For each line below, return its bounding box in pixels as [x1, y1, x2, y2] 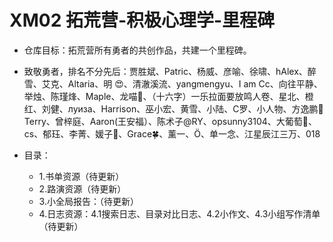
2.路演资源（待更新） [38, 182, 127, 195]
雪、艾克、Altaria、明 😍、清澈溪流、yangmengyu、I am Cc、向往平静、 [23, 77, 323, 90]
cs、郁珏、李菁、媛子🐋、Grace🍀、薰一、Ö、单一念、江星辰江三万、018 [23, 127, 321, 140]
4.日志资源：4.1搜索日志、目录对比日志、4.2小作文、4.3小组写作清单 [38, 207, 321, 220]
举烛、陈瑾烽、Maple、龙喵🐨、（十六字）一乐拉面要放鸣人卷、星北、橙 [23, 90, 314, 102]
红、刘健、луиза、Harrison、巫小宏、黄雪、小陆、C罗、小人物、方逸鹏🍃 [23, 102, 324, 115]
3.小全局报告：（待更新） [38, 195, 139, 207]
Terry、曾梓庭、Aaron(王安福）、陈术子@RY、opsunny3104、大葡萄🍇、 [23, 115, 318, 127]
